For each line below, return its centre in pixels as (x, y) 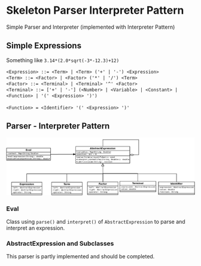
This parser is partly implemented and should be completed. (80, 256)
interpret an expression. (36, 228)
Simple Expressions (44, 46)
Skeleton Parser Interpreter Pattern (95, 10)
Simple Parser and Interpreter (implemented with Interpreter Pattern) (91, 27)
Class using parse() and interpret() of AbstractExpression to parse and (96, 222)
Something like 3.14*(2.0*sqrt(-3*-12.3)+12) (63, 60)
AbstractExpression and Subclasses (60, 243)
